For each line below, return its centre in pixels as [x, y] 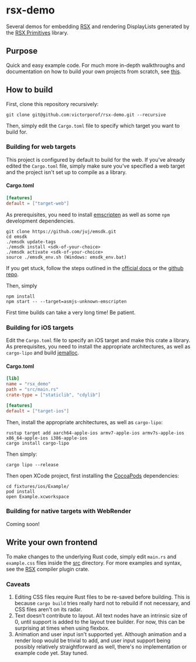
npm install [20, 296]
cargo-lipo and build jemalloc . [43, 353]
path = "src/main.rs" [32, 390]
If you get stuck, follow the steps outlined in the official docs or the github [95, 268]
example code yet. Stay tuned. [51, 653]
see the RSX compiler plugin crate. [48, 569]
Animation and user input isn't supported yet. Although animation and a [100, 634]
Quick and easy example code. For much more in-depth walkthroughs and [96, 65]
